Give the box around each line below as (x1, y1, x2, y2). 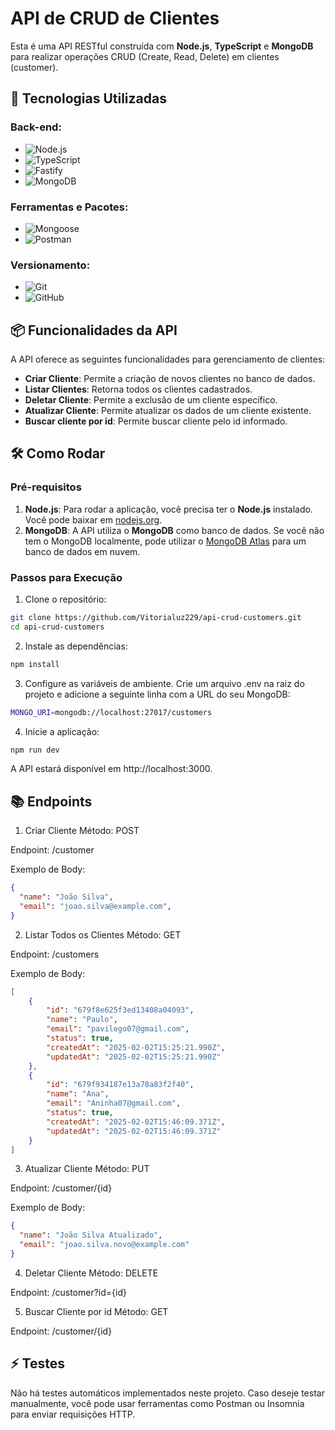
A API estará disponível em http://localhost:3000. (10, 763, 213, 775)
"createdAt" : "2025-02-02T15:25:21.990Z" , (46, 1042, 226, 1052)
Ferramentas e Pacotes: (10, 200, 129, 214)
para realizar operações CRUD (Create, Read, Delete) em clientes (10, 50, 280, 62)
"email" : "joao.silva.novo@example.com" (19, 1240, 190, 1250)
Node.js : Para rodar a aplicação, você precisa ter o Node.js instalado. (24, 503, 313, 515)
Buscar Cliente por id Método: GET (24, 1305, 169, 1317)
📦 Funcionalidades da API (10, 322, 178, 339)
